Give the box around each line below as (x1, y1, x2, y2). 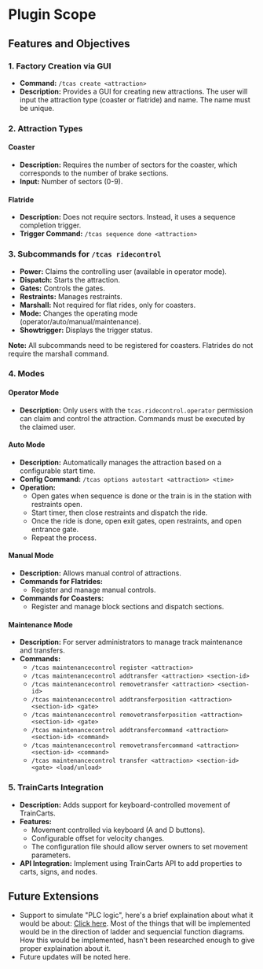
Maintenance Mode (8, 619, 73, 629)
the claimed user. (19, 422, 76, 431)
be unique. (19, 103, 55, 113)
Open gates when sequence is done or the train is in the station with (31, 490, 253, 501)
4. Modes (8, 368, 45, 379)
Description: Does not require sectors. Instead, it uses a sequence (19, 213, 236, 222)
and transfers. (19, 645, 65, 655)
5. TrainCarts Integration (8, 782, 104, 793)
